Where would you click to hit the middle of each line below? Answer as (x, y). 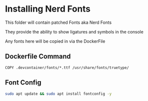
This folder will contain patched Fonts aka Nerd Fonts (58, 22)
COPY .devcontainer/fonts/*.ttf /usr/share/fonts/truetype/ (67, 67)
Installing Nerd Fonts (48, 9)
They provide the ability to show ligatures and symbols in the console (74, 32)
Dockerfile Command (38, 57)
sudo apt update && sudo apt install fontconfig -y (58, 94)
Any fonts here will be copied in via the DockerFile (55, 41)
